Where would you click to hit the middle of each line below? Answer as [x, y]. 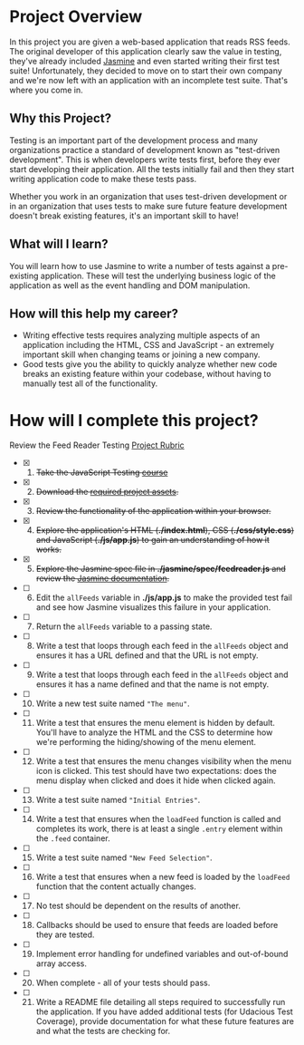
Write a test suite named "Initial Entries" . [118, 800]
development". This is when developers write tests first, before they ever [145, 160]
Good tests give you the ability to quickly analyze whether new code [150, 364]
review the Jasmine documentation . [103, 578]
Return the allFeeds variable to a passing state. [124, 626]
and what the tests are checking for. [103, 1031]
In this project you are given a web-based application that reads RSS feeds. [150, 42]
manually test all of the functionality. [90, 383]
